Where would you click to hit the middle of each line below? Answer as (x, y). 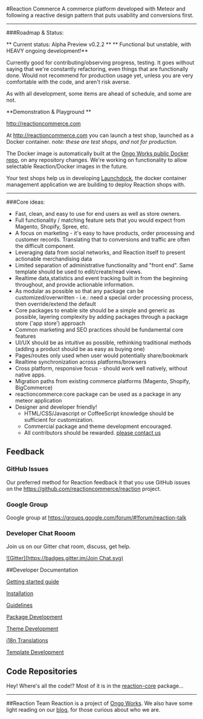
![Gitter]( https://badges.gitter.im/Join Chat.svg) (65, 558)
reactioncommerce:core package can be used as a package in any (98, 394)
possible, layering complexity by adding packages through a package (101, 317)
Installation (20, 594)
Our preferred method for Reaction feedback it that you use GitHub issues (98, 482)
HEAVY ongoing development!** (47, 51)
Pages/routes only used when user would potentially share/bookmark (101, 355)
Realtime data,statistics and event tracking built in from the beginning (101, 278)
